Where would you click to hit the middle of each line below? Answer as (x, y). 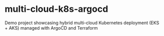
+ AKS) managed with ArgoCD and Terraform (51, 28)
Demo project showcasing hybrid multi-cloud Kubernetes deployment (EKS (82, 23)
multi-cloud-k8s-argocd (56, 9)
